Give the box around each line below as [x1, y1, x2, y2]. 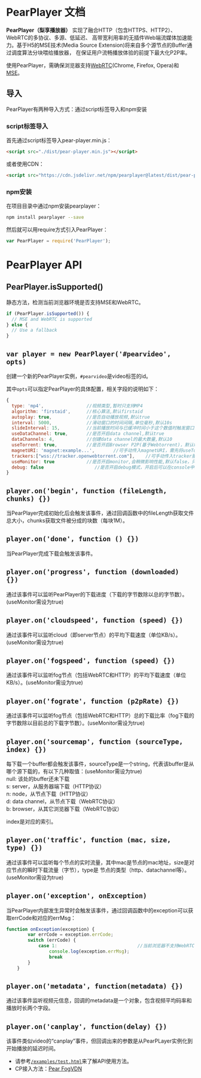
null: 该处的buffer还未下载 [6, 775, 70, 782]
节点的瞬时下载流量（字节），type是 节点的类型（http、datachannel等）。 [11, 866, 190, 873]
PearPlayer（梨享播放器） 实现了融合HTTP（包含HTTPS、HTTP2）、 [6, 26, 176, 34]
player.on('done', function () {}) [6, 535, 139, 543]
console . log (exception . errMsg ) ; [48, 948, 130, 954]
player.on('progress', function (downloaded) [6, 567, 179, 576]
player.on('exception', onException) [6, 891, 147, 900]
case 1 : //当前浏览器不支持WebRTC [38, 943, 195, 949]
